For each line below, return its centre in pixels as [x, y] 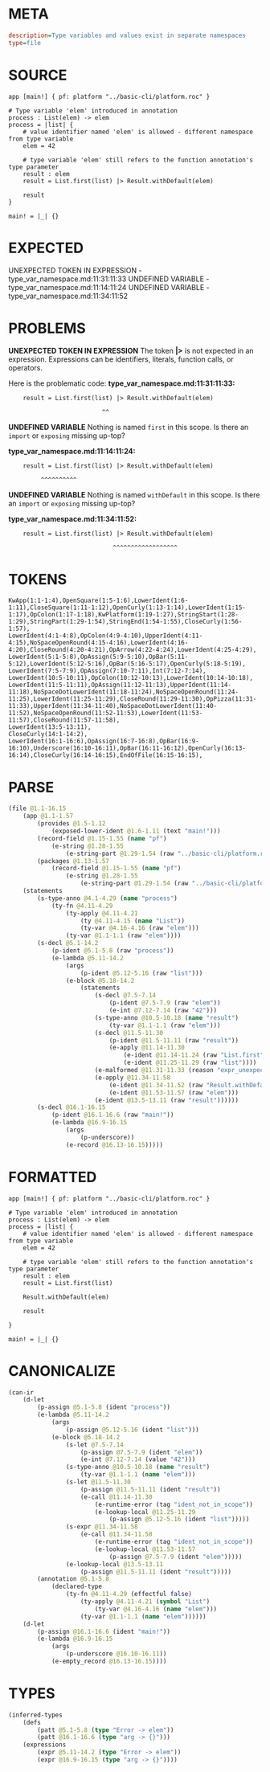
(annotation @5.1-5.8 [74, 1579]
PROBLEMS [47, 328]
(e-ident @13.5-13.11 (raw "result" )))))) [167, 1100]
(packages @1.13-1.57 [74, 861]
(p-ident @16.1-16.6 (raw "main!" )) [112, 1115]
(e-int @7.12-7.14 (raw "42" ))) [163, 1010]
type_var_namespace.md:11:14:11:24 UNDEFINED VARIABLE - [109, 287]
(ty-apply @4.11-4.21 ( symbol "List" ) [145, 1602]
